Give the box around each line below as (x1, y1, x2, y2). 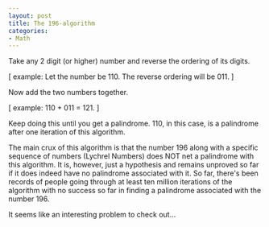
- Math (8, 34, 31, 43)
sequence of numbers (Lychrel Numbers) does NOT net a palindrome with (8, 151, 255, 161)
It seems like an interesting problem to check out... (8, 210, 176, 220)
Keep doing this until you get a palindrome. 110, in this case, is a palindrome (8, 118, 259, 129)
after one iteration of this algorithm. (8, 127, 126, 137)
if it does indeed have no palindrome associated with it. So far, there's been (8, 168, 259, 178)
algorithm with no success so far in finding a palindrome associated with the (8, 186, 262, 196)
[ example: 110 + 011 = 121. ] (8, 103, 100, 113)
